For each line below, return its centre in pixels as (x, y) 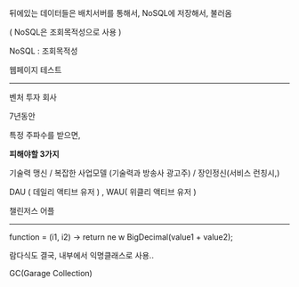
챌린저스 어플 (32, 211)
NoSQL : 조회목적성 (44, 51)
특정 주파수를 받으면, (45, 135)
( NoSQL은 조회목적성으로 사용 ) (65, 32)
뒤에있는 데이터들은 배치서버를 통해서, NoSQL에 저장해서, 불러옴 (121, 13)
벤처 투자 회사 (33, 97)
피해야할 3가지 (34, 154)
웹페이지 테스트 (36, 70)
